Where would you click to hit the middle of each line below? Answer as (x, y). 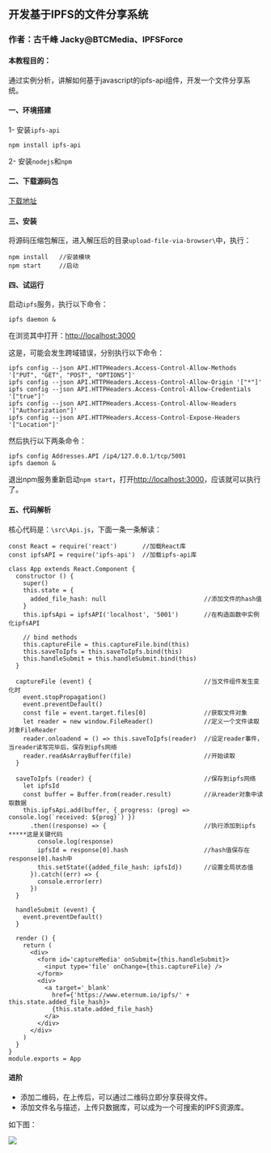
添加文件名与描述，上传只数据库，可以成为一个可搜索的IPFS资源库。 (134, 1107)
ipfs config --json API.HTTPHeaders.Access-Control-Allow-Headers (123, 404)
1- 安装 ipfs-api (34, 130)
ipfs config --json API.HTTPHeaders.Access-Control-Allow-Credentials (130, 390)
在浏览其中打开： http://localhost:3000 (72, 335)
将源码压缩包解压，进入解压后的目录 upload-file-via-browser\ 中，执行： (130, 241)
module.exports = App (45, 1059)
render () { (36, 938)
